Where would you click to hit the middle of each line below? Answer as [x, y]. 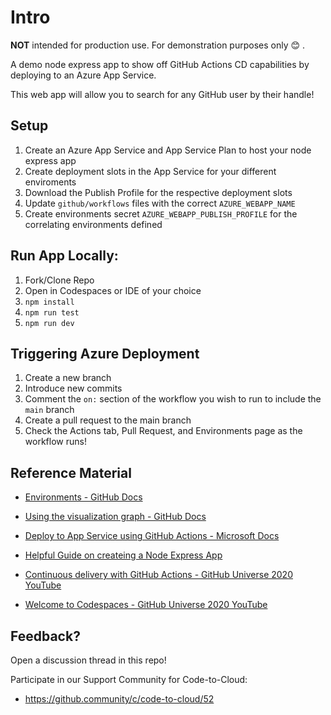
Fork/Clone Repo [59, 280]
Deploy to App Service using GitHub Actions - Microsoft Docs [152, 536]
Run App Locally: [64, 256]
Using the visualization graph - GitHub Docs [115, 517]
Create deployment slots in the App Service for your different [150, 171]
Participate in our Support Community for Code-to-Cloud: [129, 679]
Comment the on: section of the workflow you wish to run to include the [173, 399]
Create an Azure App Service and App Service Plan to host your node [168, 150]
